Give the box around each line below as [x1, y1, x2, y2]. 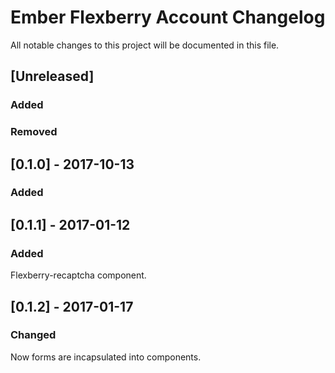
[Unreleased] [10, 68, 95, 85]
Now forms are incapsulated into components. [10, 351, 202, 363]
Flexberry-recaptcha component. [10, 269, 147, 281]
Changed [10, 328, 57, 342]
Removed [10, 125, 58, 139]
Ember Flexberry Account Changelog [10, 6, 326, 29]
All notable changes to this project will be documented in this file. [10, 39, 280, 51]
